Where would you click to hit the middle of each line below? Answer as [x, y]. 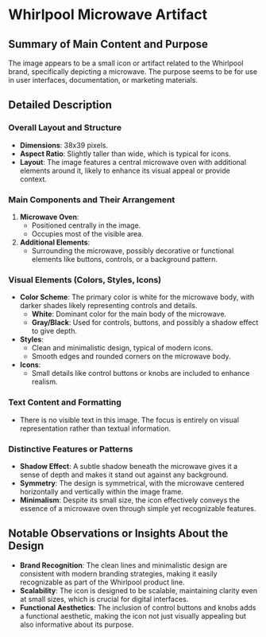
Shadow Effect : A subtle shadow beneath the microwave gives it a [129, 466]
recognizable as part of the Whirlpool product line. [102, 582]
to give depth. [54, 331]
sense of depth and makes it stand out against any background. [124, 475]
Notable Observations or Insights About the [118, 534]
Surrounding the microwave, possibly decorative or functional [133, 250]
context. [33, 179]
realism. [44, 382]
